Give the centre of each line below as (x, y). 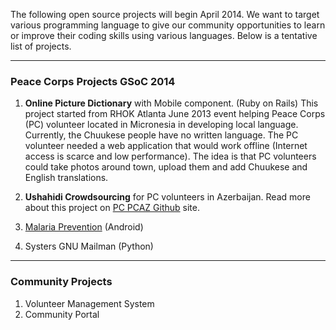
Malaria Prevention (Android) (84, 227)
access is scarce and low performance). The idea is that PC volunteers (170, 156)
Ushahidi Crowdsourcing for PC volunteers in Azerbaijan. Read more (167, 197)
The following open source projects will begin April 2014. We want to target (165, 14)
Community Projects (61, 282)
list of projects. (41, 46)
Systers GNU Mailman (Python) (89, 246)
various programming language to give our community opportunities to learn (168, 25)
